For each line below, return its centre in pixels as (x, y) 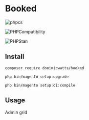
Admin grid (16, 112)
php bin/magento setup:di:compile (40, 85)
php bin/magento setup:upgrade (37, 77)
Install (15, 57)
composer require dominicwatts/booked (44, 68)
